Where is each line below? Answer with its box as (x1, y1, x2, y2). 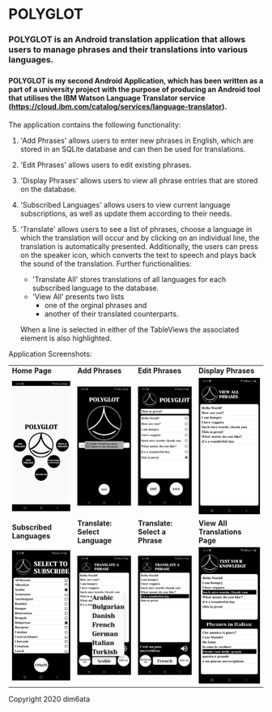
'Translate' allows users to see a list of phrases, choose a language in (19, 224, 253, 234)
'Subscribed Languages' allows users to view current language (19, 199, 231, 209)
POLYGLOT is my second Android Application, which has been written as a (8, 76, 264, 86)
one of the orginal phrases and (44, 300, 147, 310)
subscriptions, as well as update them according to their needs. (19, 208, 232, 218)
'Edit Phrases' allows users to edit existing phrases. (19, 160, 192, 169)
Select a (138, 526, 166, 536)
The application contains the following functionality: (8, 119, 181, 130)
